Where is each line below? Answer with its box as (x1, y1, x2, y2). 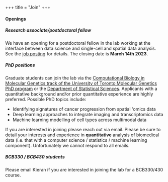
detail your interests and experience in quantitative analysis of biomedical (5, 132, 159, 138)
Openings (5, 16, 26, 22)
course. (5, 172, 21, 178)
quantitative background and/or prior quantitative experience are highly (5, 90, 153, 97)
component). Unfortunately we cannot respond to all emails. (5, 142, 130, 148)
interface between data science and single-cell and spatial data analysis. (5, 45, 156, 51)
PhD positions (5, 62, 35, 68)
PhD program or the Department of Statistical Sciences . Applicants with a (5, 85, 157, 92)
